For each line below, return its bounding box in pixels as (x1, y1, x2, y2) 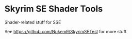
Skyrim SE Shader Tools (4, 3, 103, 14)
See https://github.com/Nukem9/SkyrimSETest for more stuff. (4, 28, 128, 34)
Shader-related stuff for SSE (4, 19, 61, 25)
